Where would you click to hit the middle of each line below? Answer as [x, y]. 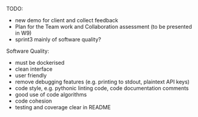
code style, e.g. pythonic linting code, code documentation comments [102, 88]
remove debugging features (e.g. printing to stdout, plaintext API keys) [102, 82]
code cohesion [33, 101]
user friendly [31, 75]
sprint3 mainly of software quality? [58, 39]
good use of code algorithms [51, 94]
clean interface [34, 69]
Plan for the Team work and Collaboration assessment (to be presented [104, 27]
